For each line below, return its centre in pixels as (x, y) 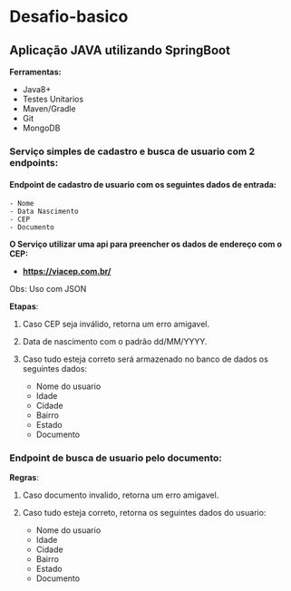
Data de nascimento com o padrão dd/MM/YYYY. (115, 342)
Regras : (24, 478)
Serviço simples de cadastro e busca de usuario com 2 (132, 151)
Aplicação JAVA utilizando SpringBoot (120, 50)
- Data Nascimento (44, 212)
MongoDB (41, 128)
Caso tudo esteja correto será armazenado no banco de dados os (145, 359)
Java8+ (37, 89)
